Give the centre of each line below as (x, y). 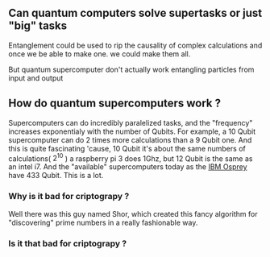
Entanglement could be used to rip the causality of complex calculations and (135, 45)
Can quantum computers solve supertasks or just (135, 13)
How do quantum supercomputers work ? (115, 104)
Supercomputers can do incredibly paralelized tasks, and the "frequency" (131, 122)
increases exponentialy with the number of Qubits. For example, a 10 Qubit (132, 131)
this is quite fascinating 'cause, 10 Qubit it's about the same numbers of (127, 148)
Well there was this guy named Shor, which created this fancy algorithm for (133, 213)
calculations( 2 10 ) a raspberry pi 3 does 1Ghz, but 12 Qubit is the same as (131, 158)
